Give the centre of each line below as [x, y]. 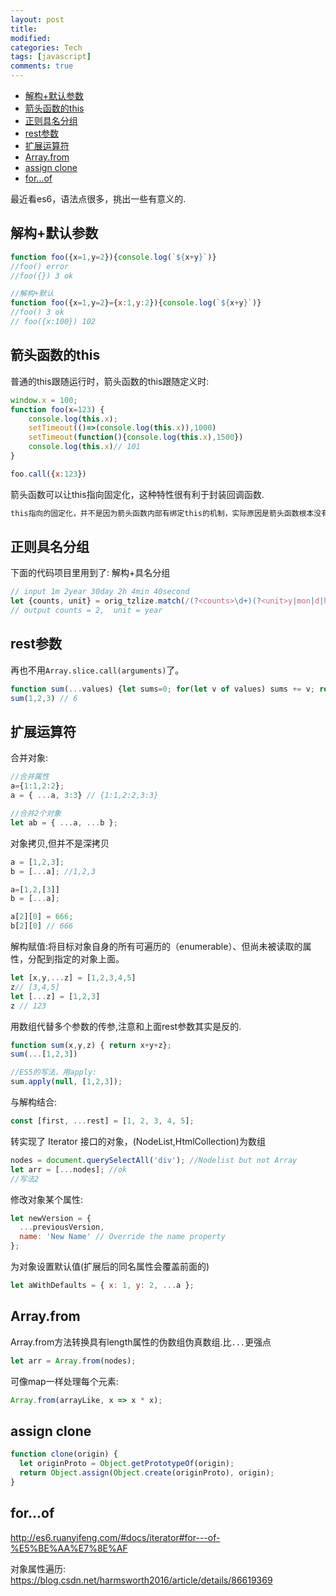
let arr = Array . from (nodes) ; [73, 1361]
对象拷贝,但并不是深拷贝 [60, 843]
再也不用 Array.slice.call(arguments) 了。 [97, 670]
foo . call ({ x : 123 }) [48, 474]
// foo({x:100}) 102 [53, 322]
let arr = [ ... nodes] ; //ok [69, 1169]
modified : [31, 38]
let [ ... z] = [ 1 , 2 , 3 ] [55, 996]
